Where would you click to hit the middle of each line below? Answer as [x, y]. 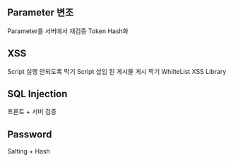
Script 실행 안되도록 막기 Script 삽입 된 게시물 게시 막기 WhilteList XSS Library [117, 71]
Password [30, 134]
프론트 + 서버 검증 [32, 112]
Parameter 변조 [41, 13]
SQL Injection [37, 94]
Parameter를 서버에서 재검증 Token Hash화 [68, 31]
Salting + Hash [29, 151]
